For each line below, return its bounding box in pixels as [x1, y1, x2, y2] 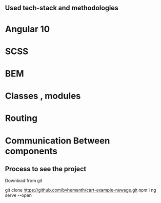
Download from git [5, 178, 42, 183]
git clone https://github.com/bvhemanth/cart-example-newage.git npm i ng [5, 187, 156, 193]
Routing [5, 113, 38, 124]
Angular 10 [5, 23, 50, 35]
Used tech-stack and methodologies [5, 4, 119, 12]
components [5, 145, 58, 157]
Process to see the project [5, 164, 86, 173]
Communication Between [5, 135, 110, 146]
